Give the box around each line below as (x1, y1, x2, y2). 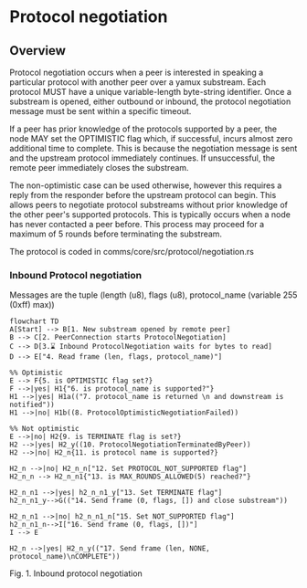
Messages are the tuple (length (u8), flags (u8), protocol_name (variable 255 (9, 289, 298, 300)
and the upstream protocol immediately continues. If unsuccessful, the (9, 152, 276, 163)
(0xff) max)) (9, 299, 55, 310)
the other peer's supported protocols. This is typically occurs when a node (9, 209, 291, 220)
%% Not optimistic (9, 425, 79, 434)
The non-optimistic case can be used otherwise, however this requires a (9, 180, 282, 191)
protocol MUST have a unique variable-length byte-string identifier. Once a (9, 87, 292, 97)
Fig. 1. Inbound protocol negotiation (9, 568, 143, 579)
